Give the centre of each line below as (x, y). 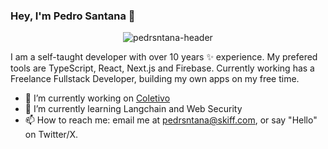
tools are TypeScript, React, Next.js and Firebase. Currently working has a (162, 68)
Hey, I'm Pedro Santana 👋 (73, 16)
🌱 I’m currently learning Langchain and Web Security (133, 109)
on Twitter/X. (51, 135)
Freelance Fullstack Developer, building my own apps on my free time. (155, 79)
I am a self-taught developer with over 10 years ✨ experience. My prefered (164, 57)
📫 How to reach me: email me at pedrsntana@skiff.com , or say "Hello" (171, 120)
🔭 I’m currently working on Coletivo (97, 98)
